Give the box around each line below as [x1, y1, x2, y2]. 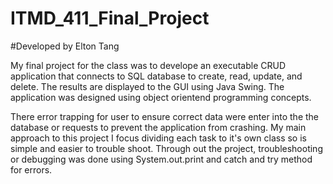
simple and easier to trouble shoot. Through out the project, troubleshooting [10, 142, 323, 154]
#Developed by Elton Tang [10, 40, 120, 52]
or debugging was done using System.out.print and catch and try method [10, 153, 313, 165]
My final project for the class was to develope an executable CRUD [10, 59, 287, 71]
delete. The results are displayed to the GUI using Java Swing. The [10, 80, 285, 92]
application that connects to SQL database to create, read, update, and [10, 70, 303, 82]
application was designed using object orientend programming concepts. [10, 91, 312, 103]
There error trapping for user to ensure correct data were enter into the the [10, 110, 320, 122]
